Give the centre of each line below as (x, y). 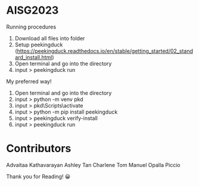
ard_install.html (33, 57)
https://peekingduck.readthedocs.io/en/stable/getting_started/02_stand (105, 51)
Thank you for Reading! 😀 (38, 176)
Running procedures (31, 27)
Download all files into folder (50, 38)
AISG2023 (32, 10)
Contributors (39, 149)
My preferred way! (29, 81)
